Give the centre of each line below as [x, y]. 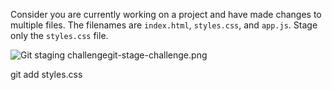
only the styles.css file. [59, 35]
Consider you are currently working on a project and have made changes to [166, 14]
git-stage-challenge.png [157, 55]
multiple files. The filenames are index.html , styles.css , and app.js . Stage [164, 25]
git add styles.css [46, 74]
